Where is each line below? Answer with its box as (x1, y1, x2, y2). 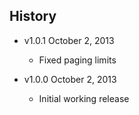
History (9, 8, 57, 25)
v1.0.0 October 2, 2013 (23, 73, 117, 85)
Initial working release (38, 92, 130, 104)
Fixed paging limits (38, 54, 117, 66)
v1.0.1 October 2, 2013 (23, 34, 115, 46)
